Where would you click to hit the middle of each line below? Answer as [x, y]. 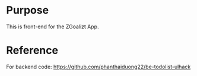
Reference [32, 50]
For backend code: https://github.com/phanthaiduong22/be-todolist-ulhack [99, 67]
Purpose [28, 10]
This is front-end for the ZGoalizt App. [53, 27]
